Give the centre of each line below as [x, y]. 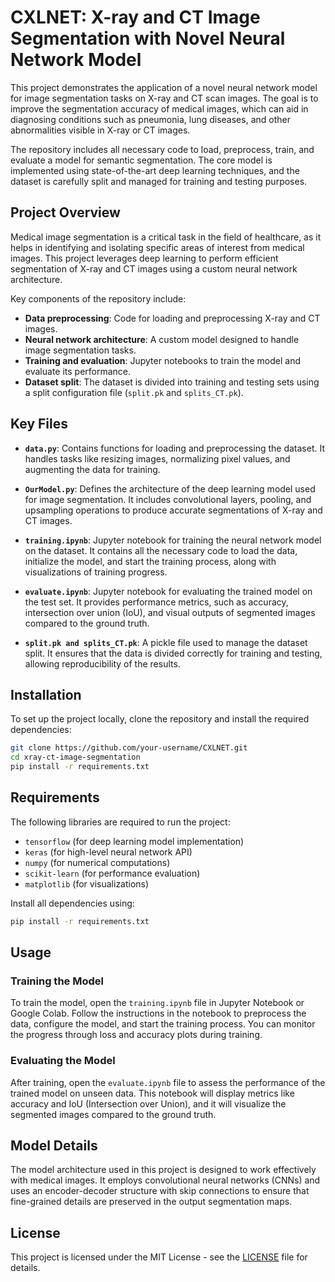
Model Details [54, 1146]
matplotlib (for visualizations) [87, 883]
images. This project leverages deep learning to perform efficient [144, 258]
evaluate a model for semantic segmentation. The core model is [141, 160]
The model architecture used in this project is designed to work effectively [163, 1170]
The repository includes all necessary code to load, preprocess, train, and [162, 149]
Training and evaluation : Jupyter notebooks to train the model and [163, 360]
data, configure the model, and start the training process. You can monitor [163, 1024]
